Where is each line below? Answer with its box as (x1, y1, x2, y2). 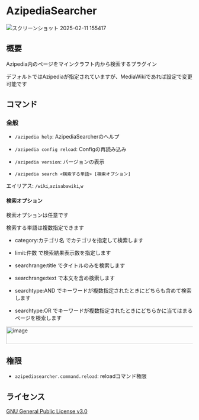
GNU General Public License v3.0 (6, 408, 88, 415)
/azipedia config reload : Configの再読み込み (14, 146, 127, 153)
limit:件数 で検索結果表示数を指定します (14, 249, 111, 256)
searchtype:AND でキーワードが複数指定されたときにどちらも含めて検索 (14, 287, 192, 294)
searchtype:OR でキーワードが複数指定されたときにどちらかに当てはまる (14, 307, 193, 314)
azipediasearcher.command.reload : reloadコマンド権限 (14, 373, 147, 380)
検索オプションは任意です (6, 211, 69, 219)
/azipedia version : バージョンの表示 (14, 158, 105, 165)
